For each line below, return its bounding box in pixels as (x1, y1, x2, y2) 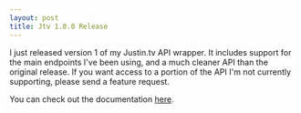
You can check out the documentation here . (9, 93, 175, 105)
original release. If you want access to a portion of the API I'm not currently (9, 66, 292, 77)
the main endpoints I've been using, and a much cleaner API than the (9, 56, 269, 67)
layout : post (9, 13, 59, 23)
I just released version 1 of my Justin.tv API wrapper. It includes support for (9, 46, 292, 57)
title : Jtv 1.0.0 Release (9, 22, 108, 31)
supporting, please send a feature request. (9, 76, 171, 87)
